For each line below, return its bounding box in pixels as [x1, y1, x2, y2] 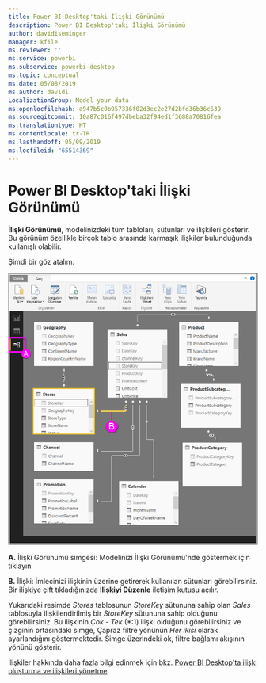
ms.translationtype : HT [8, 121, 87, 130]
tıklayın [8, 561, 32, 570]
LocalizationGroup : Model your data [8, 96, 129, 105]
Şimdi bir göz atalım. [8, 257, 75, 266]
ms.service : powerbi [8, 55, 77, 63]
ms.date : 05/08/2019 [8, 79, 77, 87]
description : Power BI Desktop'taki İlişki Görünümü [8, 21, 186, 29]
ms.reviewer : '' [8, 46, 62, 55]
